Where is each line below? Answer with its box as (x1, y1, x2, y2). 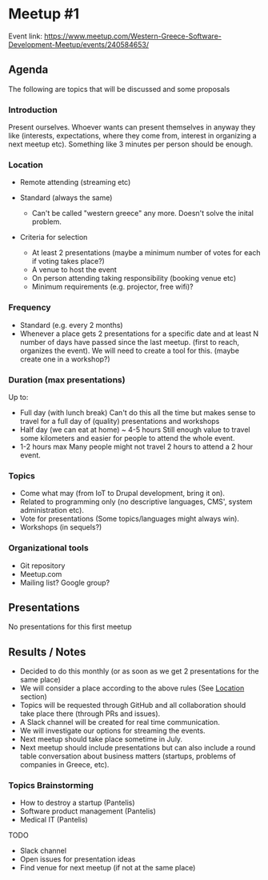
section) (19, 692, 48, 702)
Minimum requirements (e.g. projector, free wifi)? (31, 282, 194, 292)
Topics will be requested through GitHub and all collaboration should (19, 701, 246, 710)
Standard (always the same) (19, 193, 113, 202)
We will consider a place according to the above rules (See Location (19, 683, 245, 693)
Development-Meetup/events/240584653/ (8, 39, 150, 49)
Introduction (8, 104, 58, 115)
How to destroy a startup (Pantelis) (19, 798, 135, 808)
